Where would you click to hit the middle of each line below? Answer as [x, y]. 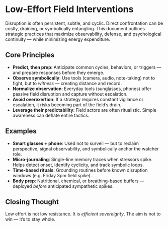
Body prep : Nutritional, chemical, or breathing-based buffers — [78, 181]
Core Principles [30, 55]
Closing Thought [32, 202]
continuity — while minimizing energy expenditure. [58, 39]
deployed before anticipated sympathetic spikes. [63, 186]
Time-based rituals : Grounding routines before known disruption [80, 170]
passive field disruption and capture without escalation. [70, 94]
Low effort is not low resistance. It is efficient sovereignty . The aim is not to [83, 214]
